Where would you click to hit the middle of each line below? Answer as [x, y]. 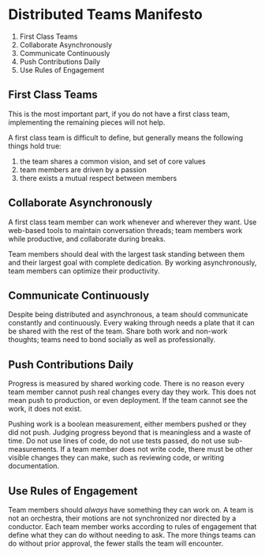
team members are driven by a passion [83, 169]
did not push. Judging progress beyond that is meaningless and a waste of [129, 433]
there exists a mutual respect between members [98, 178]
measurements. [34, 449]
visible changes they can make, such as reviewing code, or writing [116, 458]
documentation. [34, 466]
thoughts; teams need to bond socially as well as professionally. [112, 340]
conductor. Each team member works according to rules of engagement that [132, 526]
